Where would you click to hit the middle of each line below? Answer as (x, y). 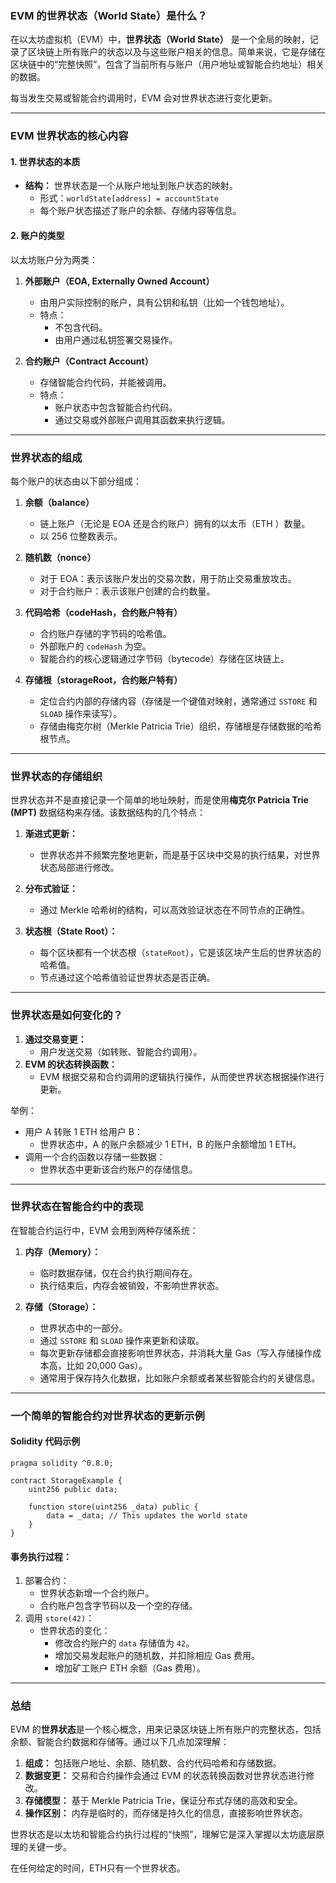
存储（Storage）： (61, 1306)
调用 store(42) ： (59, 1618)
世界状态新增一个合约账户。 (97, 1593)
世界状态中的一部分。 (83, 1328)
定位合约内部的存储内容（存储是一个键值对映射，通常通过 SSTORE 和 (178, 701)
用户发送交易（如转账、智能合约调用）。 (121, 1051)
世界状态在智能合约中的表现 (77, 1207)
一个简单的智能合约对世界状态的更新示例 (107, 1415)
